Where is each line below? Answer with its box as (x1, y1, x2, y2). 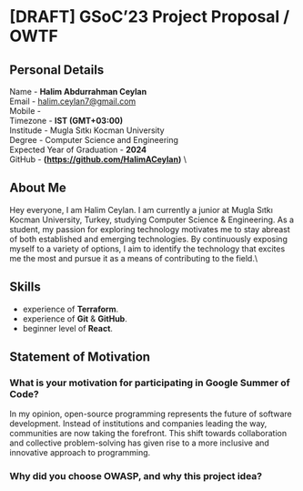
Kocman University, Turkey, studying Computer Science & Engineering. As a (9, 214, 294, 225)
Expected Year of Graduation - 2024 (9, 144, 147, 155)
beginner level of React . (22, 322, 114, 333)
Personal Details (9, 62, 105, 77)
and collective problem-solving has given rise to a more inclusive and (9, 437, 270, 448)
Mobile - (9, 106, 41, 116)
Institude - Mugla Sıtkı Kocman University (9, 125, 166, 136)
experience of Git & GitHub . (22, 312, 127, 324)
